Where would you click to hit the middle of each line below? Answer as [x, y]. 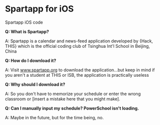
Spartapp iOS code [24, 22]
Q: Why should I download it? [35, 84]
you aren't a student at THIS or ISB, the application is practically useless [77, 75]
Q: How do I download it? [31, 60]
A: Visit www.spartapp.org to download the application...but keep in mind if [80, 70]
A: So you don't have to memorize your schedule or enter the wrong [73, 94]
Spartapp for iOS [40, 9]
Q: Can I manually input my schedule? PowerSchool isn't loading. [72, 108]
